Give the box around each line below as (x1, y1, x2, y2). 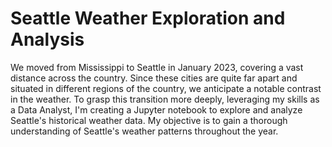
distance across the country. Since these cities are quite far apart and (10, 72, 298, 84)
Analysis (10, 28, 85, 51)
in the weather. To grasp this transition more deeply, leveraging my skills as (10, 93, 320, 105)
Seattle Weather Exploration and (10, 7, 286, 30)
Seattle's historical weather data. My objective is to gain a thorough (10, 114, 288, 126)
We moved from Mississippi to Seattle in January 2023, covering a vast (10, 61, 304, 73)
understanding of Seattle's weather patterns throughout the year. (10, 125, 279, 137)
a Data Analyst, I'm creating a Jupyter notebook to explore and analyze (10, 103, 303, 116)
